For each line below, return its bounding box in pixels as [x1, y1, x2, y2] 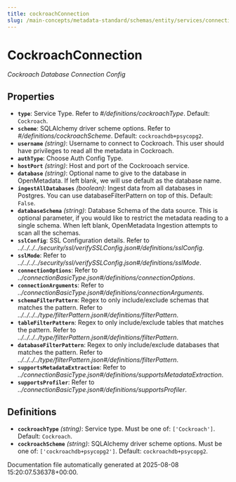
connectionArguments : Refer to [17, 281, 104, 289]
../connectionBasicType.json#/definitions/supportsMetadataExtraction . [17, 370, 223, 379]
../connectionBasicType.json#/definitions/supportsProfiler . [17, 386, 188, 394]
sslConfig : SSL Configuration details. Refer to [17, 236, 150, 245]
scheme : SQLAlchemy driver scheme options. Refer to [17, 124, 171, 133]
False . [17, 199, 36, 207]
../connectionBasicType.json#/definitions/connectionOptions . [17, 273, 195, 282]
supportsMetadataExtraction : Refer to [17, 363, 126, 372]
